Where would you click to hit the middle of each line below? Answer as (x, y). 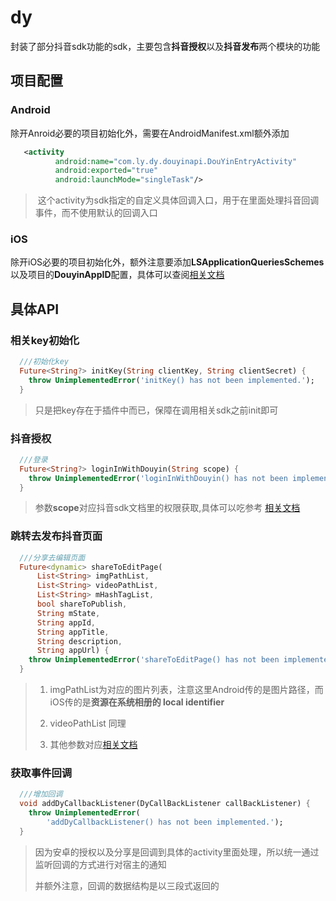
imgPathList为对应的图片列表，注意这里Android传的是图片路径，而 (186, 690)
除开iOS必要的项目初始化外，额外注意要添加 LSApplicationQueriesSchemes (167, 262)
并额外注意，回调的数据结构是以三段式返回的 (127, 885)
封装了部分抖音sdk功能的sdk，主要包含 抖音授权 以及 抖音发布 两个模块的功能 (165, 46)
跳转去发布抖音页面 (56, 536)
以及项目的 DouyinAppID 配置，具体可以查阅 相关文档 (117, 275)
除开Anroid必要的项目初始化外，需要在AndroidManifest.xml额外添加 (150, 133)
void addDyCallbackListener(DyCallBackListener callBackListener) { (165, 804)
